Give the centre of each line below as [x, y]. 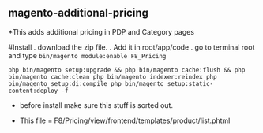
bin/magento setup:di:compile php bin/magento [86, 83]
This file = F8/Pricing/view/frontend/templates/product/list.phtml [125, 120]
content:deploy [33, 91]
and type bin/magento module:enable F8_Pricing [87, 55]
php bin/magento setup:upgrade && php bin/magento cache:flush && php [127, 70]
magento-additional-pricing [78, 13]
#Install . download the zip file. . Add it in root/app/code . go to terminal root [131, 47]
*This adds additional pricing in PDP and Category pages [101, 31]
